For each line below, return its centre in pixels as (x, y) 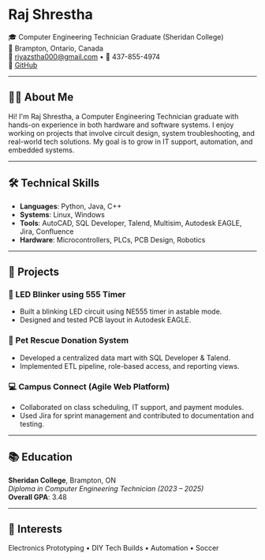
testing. (32, 423)
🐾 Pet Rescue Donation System (68, 340)
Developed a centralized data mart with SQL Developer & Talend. (125, 358)
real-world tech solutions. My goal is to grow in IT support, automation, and (131, 141)
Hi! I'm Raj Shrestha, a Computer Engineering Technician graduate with (123, 116)
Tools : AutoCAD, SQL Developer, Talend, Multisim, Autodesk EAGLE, (131, 223)
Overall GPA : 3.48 (37, 497)
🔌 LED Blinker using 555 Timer (67, 294)
